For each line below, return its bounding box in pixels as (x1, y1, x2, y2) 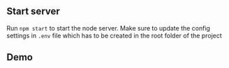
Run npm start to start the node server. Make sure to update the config (6, 24, 211, 32)
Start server (6, 6, 60, 17)
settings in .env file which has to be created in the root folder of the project (6, 31, 223, 40)
